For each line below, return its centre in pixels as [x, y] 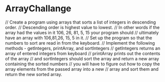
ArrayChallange [38, 9]
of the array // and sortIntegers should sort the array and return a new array [82, 58]
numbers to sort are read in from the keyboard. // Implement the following [80, 43]
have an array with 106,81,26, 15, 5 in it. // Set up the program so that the [79, 38]
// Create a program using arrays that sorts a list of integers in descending [81, 22]
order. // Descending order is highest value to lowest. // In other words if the [82, 27]
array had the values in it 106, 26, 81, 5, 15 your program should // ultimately [82, 32]
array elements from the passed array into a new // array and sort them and [82, 69]
